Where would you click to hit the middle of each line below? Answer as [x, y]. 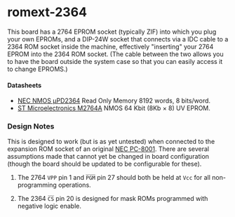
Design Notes [31, 126]
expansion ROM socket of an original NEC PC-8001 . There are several [108, 149]
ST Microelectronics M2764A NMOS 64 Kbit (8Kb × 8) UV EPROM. [114, 108]
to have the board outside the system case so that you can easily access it [115, 61]
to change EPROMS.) [38, 69]
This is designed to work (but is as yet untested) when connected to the [111, 142]
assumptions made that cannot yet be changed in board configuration [108, 157]
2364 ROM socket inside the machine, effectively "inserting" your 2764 [110, 46]
